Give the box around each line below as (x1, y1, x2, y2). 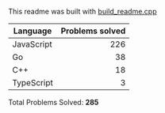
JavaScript (12, 39, 53, 50)
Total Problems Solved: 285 (8, 98, 99, 107)
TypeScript (12, 77, 53, 88)
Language (13, 25, 52, 36)
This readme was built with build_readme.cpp (8, 7, 157, 16)
